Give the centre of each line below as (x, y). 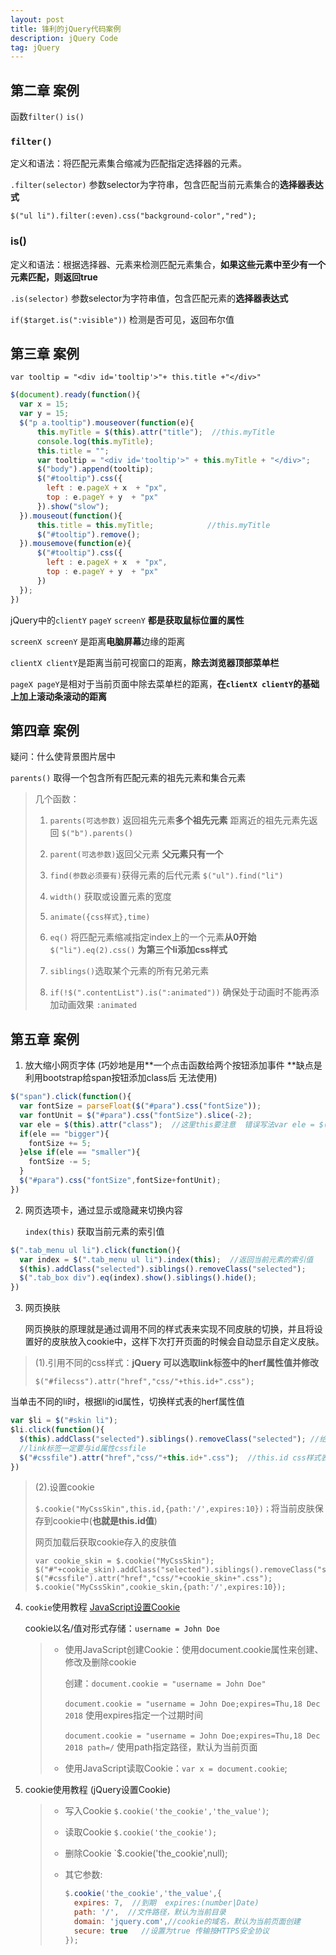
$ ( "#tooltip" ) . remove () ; (88, 534)
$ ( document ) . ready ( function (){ (75, 395)
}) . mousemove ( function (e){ (75, 544)
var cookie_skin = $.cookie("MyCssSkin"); (124, 1561)
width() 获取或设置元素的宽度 (110, 897)
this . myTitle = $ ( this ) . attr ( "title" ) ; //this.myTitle (155, 432)
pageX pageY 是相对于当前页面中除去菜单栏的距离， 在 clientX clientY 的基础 (165, 683)
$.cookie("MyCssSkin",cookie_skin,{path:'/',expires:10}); (160, 1587)
